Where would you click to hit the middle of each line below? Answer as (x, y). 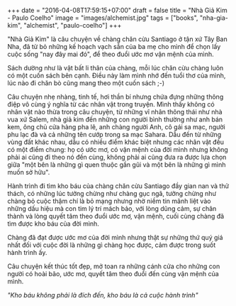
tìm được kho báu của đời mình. (53, 224)
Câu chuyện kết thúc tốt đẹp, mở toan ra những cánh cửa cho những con (114, 266)
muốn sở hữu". (29, 172)
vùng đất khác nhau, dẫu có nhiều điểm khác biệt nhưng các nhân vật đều (116, 142)
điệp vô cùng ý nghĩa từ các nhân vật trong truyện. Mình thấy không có (111, 104)
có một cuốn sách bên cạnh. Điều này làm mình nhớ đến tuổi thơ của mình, (117, 75)
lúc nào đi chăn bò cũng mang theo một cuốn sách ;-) (86, 83)
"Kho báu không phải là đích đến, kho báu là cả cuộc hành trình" (103, 295)
